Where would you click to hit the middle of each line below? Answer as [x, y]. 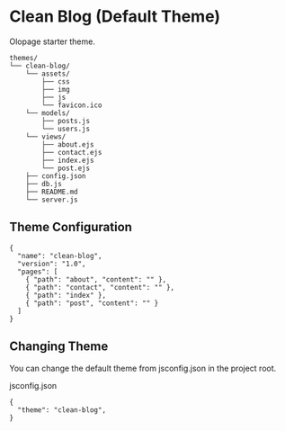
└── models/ [48, 113]
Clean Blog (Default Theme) [115, 17]
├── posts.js [66, 121]
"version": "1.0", [52, 264]
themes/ [24, 58]
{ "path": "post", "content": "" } [92, 303]
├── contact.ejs [72, 152]
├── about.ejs [68, 144]
